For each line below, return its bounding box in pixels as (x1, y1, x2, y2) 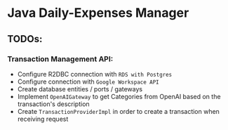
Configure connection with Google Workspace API (17, 77, 159, 86)
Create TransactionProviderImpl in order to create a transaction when (17, 107, 220, 115)
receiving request (17, 115, 69, 123)
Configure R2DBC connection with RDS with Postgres (17, 70, 173, 78)
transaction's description (17, 100, 90, 108)
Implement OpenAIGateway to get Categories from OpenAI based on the (17, 92, 221, 100)
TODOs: (7, 33, 43, 45)
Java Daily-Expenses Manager (7, 5, 189, 21)
